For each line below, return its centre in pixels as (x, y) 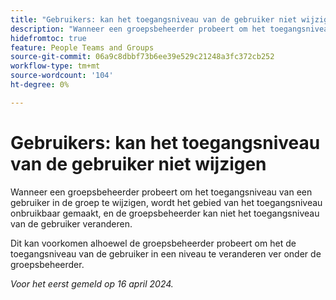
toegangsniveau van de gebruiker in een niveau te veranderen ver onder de (166, 253)
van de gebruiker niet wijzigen (138, 163)
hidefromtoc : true (48, 38)
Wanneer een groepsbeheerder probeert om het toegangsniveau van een (161, 192)
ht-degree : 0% (40, 85)
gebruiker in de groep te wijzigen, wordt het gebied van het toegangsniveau (166, 202)
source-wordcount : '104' (62, 76)
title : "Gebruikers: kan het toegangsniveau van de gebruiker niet (154, 19)
